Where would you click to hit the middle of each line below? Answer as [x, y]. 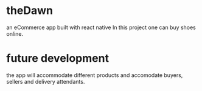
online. [15, 33]
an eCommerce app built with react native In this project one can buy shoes [101, 27]
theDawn [30, 11]
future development [58, 59]
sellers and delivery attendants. [46, 81]
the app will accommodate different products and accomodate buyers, [95, 75]
